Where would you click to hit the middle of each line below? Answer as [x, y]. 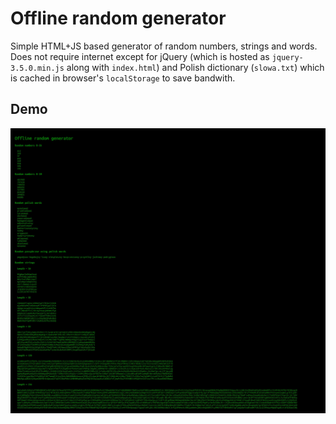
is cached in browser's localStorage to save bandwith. [123, 78]
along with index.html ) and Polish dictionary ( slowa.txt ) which [195, 67]
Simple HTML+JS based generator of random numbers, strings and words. [164, 46]
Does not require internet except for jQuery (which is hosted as [140, 56]
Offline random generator [118, 18]
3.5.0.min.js [37, 68]
